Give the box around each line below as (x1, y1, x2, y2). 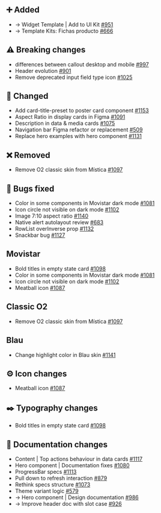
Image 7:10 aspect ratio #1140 (14, 212, 89, 219)
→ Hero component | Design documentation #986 (14, 494, 139, 501)
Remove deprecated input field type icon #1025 (14, 74, 133, 81)
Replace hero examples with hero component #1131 (14, 133, 142, 140)
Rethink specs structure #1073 (14, 480, 91, 488)
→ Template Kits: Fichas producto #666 (14, 27, 114, 34)
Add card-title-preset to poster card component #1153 (14, 107, 149, 114)
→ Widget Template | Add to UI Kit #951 (14, 20, 114, 28)
